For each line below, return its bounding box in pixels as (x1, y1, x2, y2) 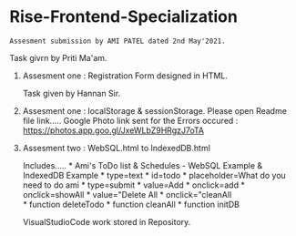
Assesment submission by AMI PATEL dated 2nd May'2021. (9, 36, 226, 46)
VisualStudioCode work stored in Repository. (22, 216, 191, 227)
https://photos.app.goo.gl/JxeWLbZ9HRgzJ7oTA (22, 125, 205, 136)
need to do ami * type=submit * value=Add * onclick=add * (22, 180, 246, 190)
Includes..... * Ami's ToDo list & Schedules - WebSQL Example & (22, 159, 263, 170)
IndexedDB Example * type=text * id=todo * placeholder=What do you (22, 169, 287, 180)
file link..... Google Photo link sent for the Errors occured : (22, 115, 239, 126)
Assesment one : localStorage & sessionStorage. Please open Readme (22, 105, 287, 116)
